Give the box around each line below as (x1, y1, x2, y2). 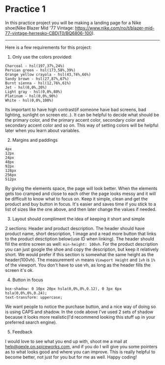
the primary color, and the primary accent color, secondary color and (5, 117, 145, 123)
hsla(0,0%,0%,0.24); (5, 291, 48, 296)
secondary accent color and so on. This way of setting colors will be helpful (5, 122, 159, 128)
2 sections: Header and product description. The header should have (5, 225, 145, 231)
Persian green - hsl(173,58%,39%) (5, 67, 76, 72)
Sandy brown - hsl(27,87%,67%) (5, 76, 69, 81)
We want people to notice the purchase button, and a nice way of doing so (5, 303, 156, 309)
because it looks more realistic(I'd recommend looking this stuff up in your (5, 314, 156, 320)
